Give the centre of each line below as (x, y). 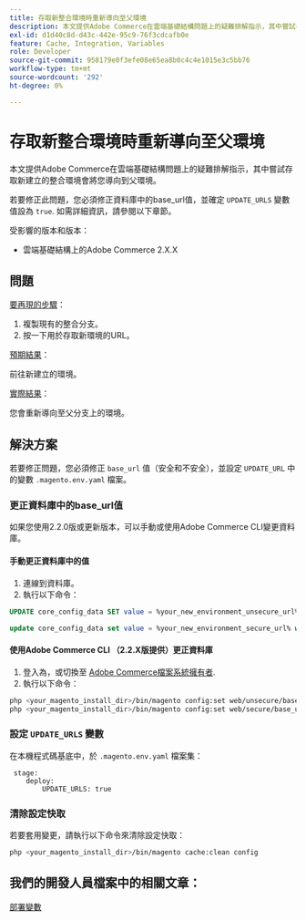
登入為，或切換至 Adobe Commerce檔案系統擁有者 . (119, 672)
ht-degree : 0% (36, 86)
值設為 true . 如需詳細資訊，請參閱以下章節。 (93, 211)
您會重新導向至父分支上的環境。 (69, 413)
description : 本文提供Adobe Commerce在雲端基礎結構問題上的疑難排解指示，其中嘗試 (153, 26)
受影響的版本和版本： (49, 230)
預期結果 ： (30, 355)
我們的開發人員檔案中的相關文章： (105, 883)
